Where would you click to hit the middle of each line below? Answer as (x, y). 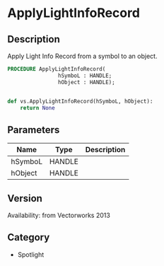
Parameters (34, 130)
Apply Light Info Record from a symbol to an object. (82, 56)
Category (29, 237)
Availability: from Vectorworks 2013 (59, 215)
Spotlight (31, 254)
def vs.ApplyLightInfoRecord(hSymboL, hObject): (80, 101)
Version (25, 198)
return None (37, 108)
